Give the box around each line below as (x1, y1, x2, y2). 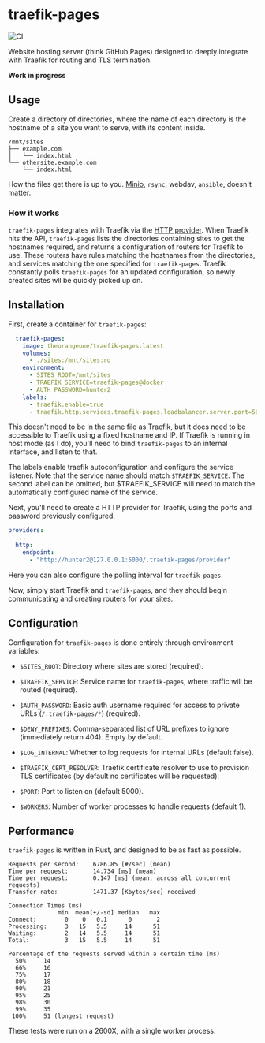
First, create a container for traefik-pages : (8, 319, 147, 329)
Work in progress (8, 70, 66, 80)
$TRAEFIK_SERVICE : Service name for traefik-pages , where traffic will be (19, 676, 252, 686)
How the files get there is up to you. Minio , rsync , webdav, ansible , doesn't (8, 179, 252, 188)
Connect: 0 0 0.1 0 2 (8, 916, 160, 924)
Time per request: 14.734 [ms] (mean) (8, 867, 157, 876)
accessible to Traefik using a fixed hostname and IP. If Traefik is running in (8, 430, 251, 440)
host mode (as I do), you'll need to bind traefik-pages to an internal (8, 439, 228, 449)
